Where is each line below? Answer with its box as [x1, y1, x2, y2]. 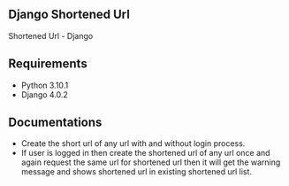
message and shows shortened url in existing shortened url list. [20, 167, 253, 177]
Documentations [8, 115, 103, 130]
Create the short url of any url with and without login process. [20, 138, 246, 149]
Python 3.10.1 [20, 80, 69, 90]
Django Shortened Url [8, 7, 130, 22]
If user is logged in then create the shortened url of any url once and [20, 148, 270, 159]
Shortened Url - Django [8, 30, 94, 41]
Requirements [8, 57, 87, 72]
